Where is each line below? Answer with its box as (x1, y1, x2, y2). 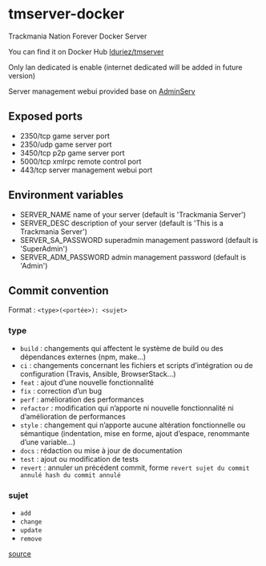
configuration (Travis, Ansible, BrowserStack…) (19, 369, 176, 378)
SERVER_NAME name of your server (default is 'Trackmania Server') (19, 209, 247, 219)
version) (8, 71, 36, 80)
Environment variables (8, 188, 124, 202)
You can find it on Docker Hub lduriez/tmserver (8, 46, 164, 56)
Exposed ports (8, 110, 83, 123)
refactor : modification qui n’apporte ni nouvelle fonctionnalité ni (19, 402, 234, 413)
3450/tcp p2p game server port (19, 148, 126, 157)
